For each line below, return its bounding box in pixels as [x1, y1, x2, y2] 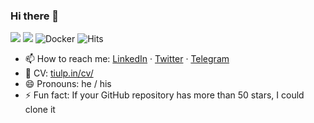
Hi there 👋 [10, 9, 60, 23]
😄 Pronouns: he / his [24, 78, 112, 90]
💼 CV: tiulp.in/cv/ [24, 67, 94, 79]
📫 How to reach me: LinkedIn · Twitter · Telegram [24, 53, 230, 65]
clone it [24, 104, 56, 116]
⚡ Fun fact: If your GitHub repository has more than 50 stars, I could [24, 89, 305, 101]
